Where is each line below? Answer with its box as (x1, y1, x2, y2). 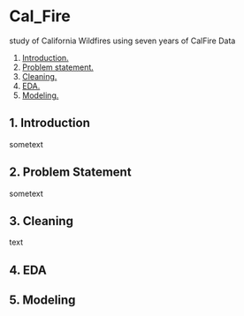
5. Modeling (9, 293, 76, 308)
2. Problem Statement (9, 165, 132, 180)
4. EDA (9, 262, 47, 277)
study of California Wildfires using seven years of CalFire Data (9, 35, 236, 46)
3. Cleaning (9, 214, 73, 229)
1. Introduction (9, 116, 90, 131)
